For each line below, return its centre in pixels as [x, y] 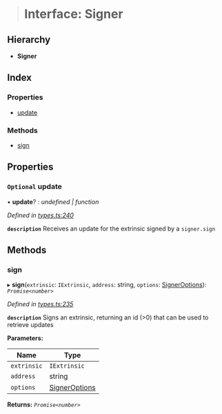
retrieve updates [30, 325]
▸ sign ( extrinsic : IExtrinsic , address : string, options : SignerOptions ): [107, 285]
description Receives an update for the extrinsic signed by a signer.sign [111, 228]
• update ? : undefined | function [53, 201]
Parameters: [25, 338]
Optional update [34, 187]
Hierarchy [29, 40]
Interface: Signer [73, 14]
